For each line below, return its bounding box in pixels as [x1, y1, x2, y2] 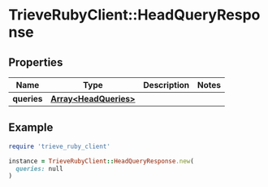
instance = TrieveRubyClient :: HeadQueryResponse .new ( [8, 157, 195, 165]
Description [143, 80, 189, 90]
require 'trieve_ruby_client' [8, 142, 111, 150]
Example [8, 120, 54, 135]
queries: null [15, 164, 63, 172]
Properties [8, 55, 63, 69]
